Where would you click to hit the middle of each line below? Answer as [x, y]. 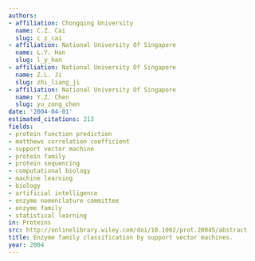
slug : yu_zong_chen [48, 104]
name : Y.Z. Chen [42, 97]
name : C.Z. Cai [41, 30]
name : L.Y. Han [41, 53]
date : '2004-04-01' [41, 112]
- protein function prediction [60, 134]
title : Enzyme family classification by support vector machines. [121, 238]
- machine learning [41, 179]
